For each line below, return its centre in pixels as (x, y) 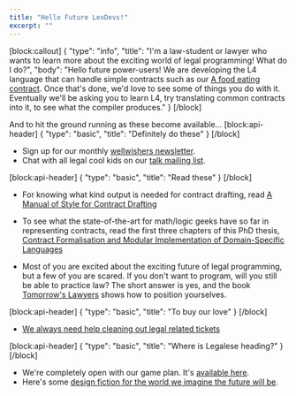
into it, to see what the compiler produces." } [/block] (106, 107)
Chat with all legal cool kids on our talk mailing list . (114, 160)
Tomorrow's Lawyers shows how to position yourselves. (124, 294)
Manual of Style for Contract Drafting (89, 203)
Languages (42, 249)
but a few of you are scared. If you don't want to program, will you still (149, 276)
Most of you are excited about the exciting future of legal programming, (152, 266)
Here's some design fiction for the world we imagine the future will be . (150, 382)
